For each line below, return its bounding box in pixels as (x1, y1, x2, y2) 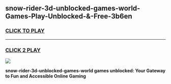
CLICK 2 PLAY (5, 46, 41, 53)
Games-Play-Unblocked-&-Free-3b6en (5, 12, 132, 21)
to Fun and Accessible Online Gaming (5, 73, 87, 79)
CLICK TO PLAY (5, 27, 45, 35)
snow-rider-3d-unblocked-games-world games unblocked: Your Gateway (5, 67, 166, 73)
